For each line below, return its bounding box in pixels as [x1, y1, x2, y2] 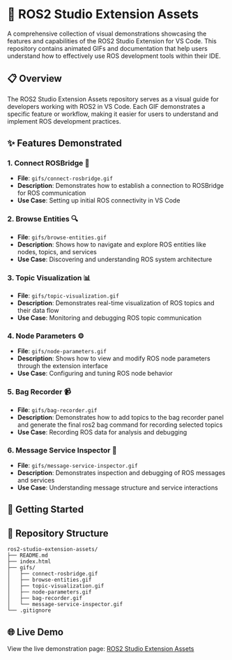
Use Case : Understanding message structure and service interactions [17, 483, 218, 492]
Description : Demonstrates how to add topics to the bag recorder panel [17, 413, 224, 421]
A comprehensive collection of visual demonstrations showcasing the [7, 29, 207, 38]
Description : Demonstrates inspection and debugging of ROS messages [17, 468, 226, 477]
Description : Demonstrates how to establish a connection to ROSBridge [17, 182, 224, 190]
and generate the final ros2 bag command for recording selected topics [17, 420, 223, 429]
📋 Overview [7, 73, 63, 85]
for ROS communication [17, 189, 86, 198]
